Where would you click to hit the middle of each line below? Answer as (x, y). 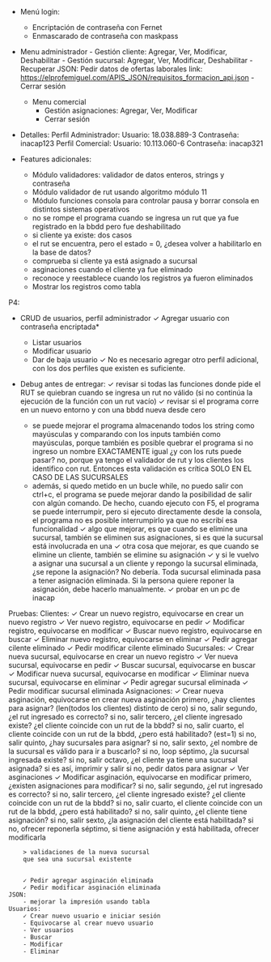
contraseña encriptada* (59, 327)
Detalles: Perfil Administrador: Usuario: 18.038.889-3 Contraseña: (129, 135)
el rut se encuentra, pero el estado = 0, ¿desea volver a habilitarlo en (147, 244)
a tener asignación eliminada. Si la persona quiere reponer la (133, 580)
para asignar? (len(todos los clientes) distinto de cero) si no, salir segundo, (133, 708)
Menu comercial (59, 102)
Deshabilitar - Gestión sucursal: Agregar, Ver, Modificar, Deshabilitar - (136, 60)
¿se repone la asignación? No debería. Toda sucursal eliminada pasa (146, 572)
